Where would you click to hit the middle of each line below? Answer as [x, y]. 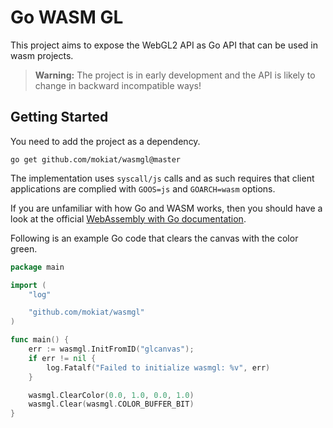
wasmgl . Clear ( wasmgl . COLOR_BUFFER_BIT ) [111, 404]
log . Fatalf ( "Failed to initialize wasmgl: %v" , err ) [158, 367]
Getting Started [59, 117]
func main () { [40, 340]
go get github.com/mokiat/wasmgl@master [96, 159]
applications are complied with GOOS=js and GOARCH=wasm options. [143, 188]
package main [37, 267]
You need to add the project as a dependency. [105, 141]
